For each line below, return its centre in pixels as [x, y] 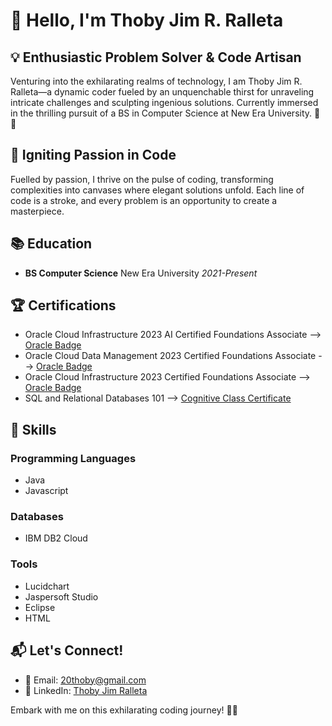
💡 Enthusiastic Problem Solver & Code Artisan [156, 57]
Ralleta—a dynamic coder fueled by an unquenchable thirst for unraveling [162, 92]
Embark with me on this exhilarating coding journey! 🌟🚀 [124, 710]
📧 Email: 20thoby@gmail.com [85, 680]
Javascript [46, 491]
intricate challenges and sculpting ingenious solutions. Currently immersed [164, 102]
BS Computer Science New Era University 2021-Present [141, 273]
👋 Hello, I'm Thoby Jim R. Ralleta [147, 20]
